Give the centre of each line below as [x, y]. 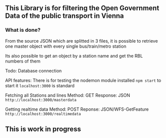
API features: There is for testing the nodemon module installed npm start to [83, 80]
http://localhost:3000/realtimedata [43, 114]
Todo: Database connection [34, 70]
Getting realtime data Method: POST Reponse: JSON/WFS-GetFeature [77, 109]
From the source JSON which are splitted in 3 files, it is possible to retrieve [82, 41]
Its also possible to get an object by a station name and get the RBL [74, 56]
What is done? [23, 30]
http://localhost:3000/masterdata [41, 100]
